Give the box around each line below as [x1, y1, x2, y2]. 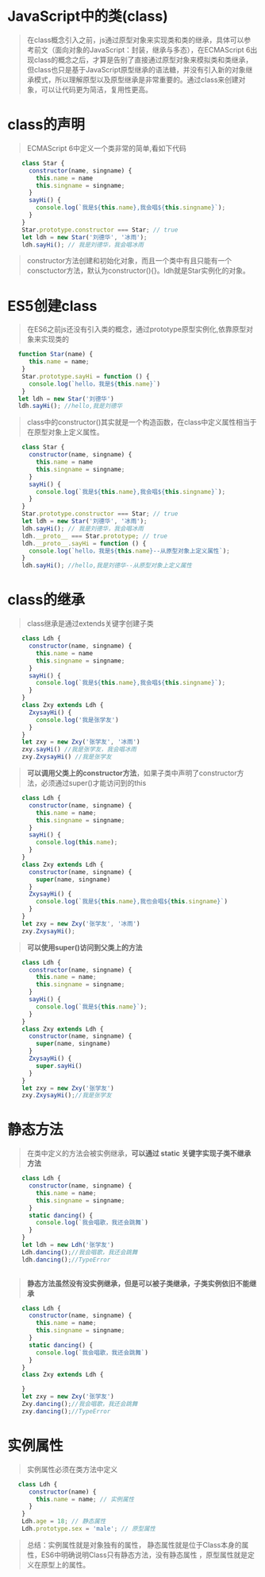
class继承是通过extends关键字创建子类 [26, 619, 154, 628]
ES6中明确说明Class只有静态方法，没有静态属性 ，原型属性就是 [40, 1550, 248, 1560]
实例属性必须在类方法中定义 [26, 1464, 118, 1474]
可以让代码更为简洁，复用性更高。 [40, 84, 152, 94]
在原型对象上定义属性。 [26, 427, 104, 437]
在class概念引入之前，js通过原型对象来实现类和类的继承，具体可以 [26, 35, 244, 45]
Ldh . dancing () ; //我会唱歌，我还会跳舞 [21, 1248, 138, 1257]
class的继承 [7, 591, 85, 609]
